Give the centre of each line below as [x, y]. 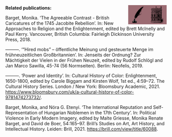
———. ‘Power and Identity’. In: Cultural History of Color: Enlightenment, [81, 76]
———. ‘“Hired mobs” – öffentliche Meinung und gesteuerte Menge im [79, 49]
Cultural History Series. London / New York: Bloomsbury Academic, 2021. [83, 86]
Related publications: [28, 8]
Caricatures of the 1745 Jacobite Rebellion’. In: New [59, 23]
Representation [21, 113]
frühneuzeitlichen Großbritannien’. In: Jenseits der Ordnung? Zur [73, 55]
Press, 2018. [18, 39]
